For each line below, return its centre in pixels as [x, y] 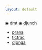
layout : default [21, 9]
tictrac [18, 37]
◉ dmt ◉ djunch [21, 23]
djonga [19, 42]
